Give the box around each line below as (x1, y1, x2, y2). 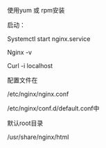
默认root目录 (7, 119, 44, 127)
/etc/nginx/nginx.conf (7, 90, 69, 98)
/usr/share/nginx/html (7, 133, 69, 141)
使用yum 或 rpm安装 (7, 6, 65, 14)
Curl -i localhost (7, 62, 53, 69)
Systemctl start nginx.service (7, 35, 91, 43)
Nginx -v (7, 48, 33, 56)
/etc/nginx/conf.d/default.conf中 (7, 104, 100, 113)
